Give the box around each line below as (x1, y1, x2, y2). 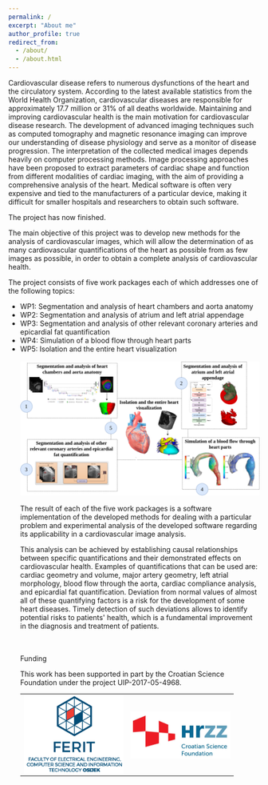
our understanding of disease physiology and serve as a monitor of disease (8, 138, 257, 147)
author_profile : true (8, 30, 81, 38)
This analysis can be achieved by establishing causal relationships (19, 545, 238, 555)
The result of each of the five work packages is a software (19, 504, 213, 514)
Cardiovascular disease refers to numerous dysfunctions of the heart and (8, 78, 250, 87)
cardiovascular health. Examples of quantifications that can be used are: (19, 562, 258, 571)
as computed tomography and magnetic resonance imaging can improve (8, 129, 247, 138)
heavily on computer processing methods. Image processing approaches (8, 154, 249, 164)
